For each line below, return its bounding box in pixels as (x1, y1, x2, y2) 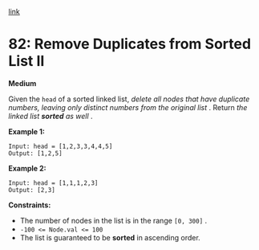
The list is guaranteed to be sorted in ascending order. (19, 232, 200, 242)
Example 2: (8, 163, 47, 173)
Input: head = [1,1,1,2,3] (8, 178, 99, 187)
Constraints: (8, 200, 51, 210)
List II (8, 52, 45, 71)
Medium (8, 78, 37, 88)
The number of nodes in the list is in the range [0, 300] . (19, 215, 208, 225)
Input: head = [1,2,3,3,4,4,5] (8, 142, 113, 150)
